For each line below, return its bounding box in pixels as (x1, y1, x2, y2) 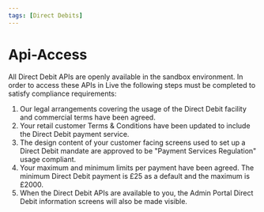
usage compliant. (19, 154, 77, 164)
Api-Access (8, 45, 88, 63)
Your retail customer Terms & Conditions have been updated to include (19, 120, 251, 131)
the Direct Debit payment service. (19, 129, 130, 138)
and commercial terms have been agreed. (19, 112, 156, 122)
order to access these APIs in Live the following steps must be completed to (8, 80, 256, 89)
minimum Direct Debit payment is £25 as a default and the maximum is (19, 171, 251, 180)
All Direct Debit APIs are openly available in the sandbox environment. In (8, 72, 243, 81)
